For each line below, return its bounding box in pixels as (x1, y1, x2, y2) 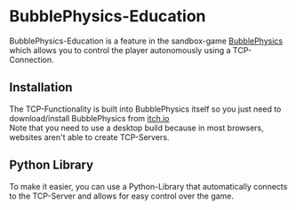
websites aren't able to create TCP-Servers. (9, 131, 170, 143)
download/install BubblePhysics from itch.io (9, 113, 170, 123)
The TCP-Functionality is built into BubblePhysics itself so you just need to (9, 104, 282, 114)
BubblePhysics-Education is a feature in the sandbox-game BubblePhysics (9, 35, 283, 46)
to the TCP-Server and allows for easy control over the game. (9, 191, 234, 201)
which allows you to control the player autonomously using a (9, 44, 231, 55)
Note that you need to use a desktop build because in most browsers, (9, 122, 264, 133)
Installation (9, 80, 73, 95)
